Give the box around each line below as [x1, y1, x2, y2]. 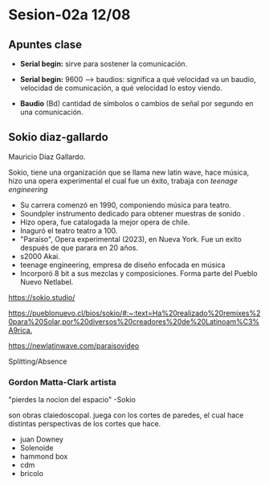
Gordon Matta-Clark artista [8, 376, 116, 388]
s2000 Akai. [19, 251, 60, 261]
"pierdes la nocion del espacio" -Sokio [8, 395, 137, 405]
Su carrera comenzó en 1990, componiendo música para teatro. [19, 199, 231, 210]
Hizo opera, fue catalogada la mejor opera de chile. [19, 217, 190, 227]
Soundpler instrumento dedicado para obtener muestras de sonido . [19, 208, 245, 218]
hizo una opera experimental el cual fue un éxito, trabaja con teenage [8, 175, 238, 186]
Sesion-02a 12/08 [8, 6, 131, 24]
